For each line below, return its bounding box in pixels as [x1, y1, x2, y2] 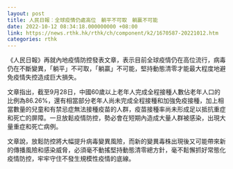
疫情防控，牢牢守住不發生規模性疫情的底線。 [7, 154, 135, 163]
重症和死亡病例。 [12, 123, 62, 131]
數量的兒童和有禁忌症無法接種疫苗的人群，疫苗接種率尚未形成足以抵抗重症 [12, 105, 226, 114]
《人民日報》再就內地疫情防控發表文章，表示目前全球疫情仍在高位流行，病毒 [7, 56, 226, 64]
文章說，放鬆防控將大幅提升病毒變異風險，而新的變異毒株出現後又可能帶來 [7, 137, 220, 145]
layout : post [7, 10, 45, 17]
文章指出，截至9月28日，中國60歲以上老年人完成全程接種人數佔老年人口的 [7, 88, 221, 96]
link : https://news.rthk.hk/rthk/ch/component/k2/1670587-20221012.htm [7, 29, 218, 37]
